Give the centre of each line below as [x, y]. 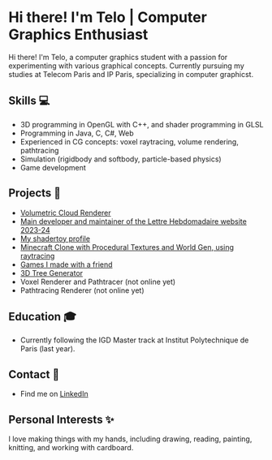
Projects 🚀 [35, 193]
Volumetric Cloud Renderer [65, 213]
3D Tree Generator [52, 273]
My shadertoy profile [55, 239]
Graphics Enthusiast [78, 34]
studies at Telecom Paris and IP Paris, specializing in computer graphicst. [131, 74]
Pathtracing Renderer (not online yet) [82, 290]
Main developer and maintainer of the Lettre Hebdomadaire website [134, 221]
